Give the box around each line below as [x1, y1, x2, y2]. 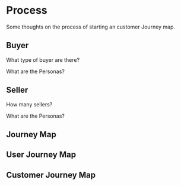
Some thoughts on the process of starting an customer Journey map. [6, 23, 176, 30]
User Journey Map [6, 150, 76, 160]
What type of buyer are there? [6, 56, 80, 63]
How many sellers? [6, 100, 53, 108]
